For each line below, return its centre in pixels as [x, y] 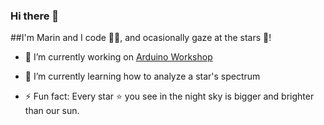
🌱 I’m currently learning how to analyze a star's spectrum [142, 76]
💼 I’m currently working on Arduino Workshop [118, 57]
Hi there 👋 [35, 16]
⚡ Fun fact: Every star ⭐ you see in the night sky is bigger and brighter [169, 96]
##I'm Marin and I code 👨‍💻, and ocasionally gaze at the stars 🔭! [141, 38]
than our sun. [52, 111]
